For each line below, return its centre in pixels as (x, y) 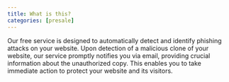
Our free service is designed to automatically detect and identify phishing (114, 40)
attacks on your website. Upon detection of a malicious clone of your (108, 48)
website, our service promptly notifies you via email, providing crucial (109, 55)
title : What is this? (39, 14)
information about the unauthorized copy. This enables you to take (105, 63)
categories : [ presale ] (41, 20)
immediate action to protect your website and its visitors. (90, 71)
